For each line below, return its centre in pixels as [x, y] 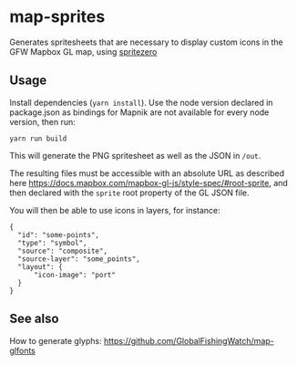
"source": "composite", [62, 251]
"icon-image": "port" [75, 275]
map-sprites [57, 17]
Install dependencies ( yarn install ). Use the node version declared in [141, 102]
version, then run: [42, 121]
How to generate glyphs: [56, 340]
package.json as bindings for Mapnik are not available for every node [139, 112]
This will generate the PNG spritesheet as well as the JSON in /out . [135, 155]
